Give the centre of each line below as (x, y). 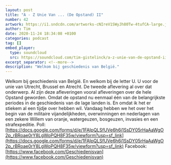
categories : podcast (27, 39)
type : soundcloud (28, 52)
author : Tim (18, 29)
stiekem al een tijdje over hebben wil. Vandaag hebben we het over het (79, 108)
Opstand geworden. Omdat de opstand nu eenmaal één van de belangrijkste (85, 98)
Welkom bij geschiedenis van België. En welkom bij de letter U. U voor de (82, 81)
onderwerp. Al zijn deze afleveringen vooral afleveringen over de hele (78, 92)
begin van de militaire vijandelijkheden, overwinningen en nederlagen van (82, 114)
